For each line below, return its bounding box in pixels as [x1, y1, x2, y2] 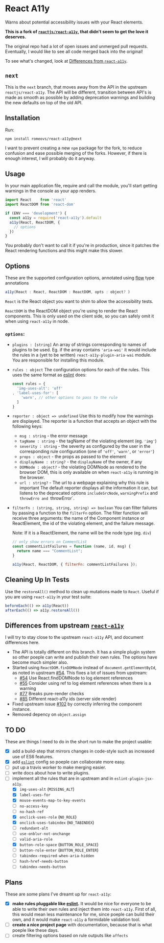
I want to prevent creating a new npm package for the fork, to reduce [5, 145, 142, 151]
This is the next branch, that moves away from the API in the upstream [5, 84, 147, 90]
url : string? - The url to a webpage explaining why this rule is [19, 480, 149, 485]
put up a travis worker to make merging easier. [12, 765, 106, 771]
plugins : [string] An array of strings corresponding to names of [12, 341, 147, 348]
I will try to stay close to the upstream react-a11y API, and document [5, 634, 143, 640]
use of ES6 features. [12, 754, 54, 760]
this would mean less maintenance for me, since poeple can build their [12, 912, 155, 918]
